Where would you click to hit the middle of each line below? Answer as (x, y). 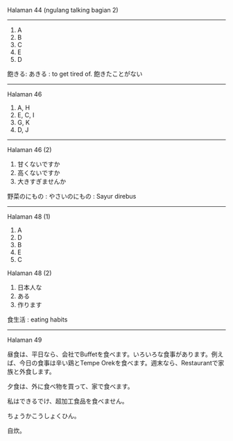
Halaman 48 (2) (29, 273)
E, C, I (26, 115)
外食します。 (37, 372)
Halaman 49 (25, 340)
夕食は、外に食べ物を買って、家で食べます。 (70, 386)
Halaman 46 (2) (29, 150)
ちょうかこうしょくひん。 (44, 416)
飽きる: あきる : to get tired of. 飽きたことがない (75, 74)
